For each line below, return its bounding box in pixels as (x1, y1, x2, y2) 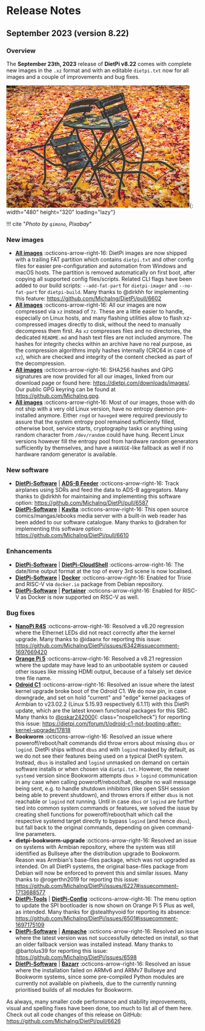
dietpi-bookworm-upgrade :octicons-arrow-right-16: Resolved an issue (15, 837, 197, 844)
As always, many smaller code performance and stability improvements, (6, 998, 188, 1005)
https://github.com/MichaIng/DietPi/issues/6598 (15, 954, 137, 961)
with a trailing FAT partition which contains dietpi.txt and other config (15, 256, 194, 263)
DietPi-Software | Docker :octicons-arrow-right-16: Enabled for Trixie (15, 574, 191, 581)
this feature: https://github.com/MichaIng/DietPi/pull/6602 (15, 295, 162, 303)
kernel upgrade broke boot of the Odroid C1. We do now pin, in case (15, 688, 187, 695)
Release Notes (6, 4, 81, 18)
